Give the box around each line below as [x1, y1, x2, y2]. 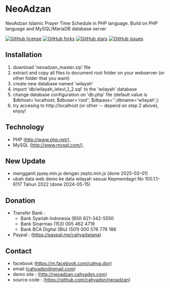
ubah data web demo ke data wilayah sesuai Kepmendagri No [12, 176, 144, 182]
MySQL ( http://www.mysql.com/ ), [12, 142, 84, 148]
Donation [5, 196, 35, 205]
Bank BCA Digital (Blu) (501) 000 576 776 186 [20, 226, 117, 232]
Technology [5, 123, 45, 132]
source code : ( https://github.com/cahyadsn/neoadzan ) [12, 277, 131, 283]
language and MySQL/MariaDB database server [5, 25, 107, 31]
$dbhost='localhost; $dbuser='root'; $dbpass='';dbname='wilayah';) [12, 97, 159, 103]
